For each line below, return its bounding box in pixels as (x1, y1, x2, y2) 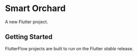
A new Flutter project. (5, 19, 48, 25)
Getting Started (5, 33, 53, 41)
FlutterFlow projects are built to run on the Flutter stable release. (5, 45, 134, 51)
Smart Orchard (5, 3, 66, 14)
